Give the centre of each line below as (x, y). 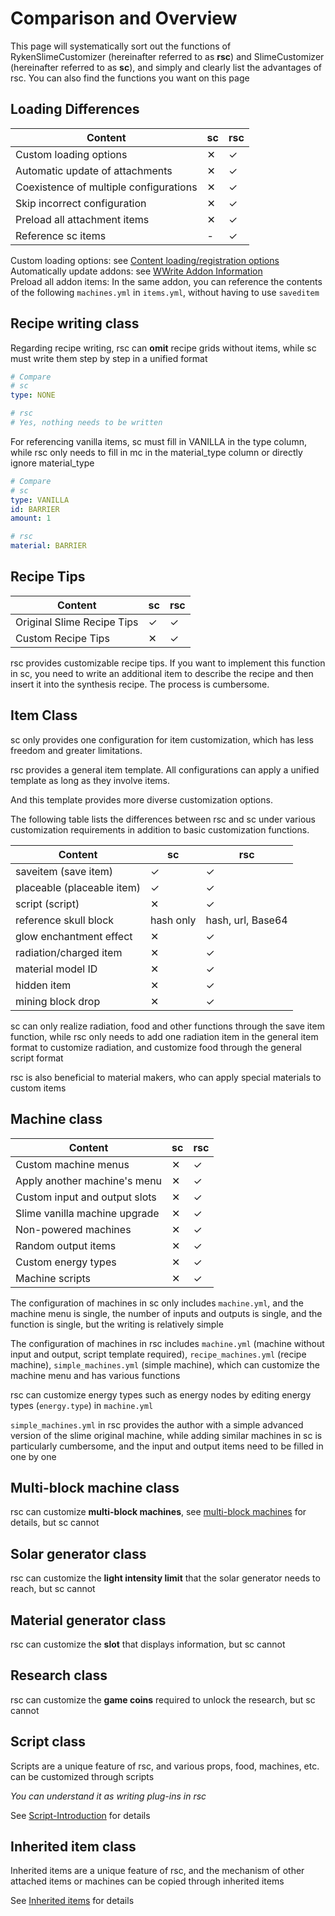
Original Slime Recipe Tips (77, 622)
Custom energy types (66, 1262)
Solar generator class (78, 1553)
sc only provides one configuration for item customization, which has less (162, 739)
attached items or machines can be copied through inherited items (147, 1881)
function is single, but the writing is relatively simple (117, 1324)
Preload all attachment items (82, 219)
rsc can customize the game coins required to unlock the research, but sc (163, 1699)
